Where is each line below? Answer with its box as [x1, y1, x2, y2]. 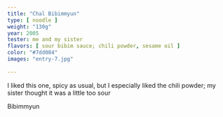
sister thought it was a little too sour [7, 88, 111, 97]
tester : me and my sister [7, 36, 83, 43]
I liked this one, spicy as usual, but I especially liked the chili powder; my [7, 81, 216, 89]
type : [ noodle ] [7, 17, 58, 24]
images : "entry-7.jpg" [7, 56, 74, 63]
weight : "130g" [7, 23, 52, 30]
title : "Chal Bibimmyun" [7, 10, 80, 17]
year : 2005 [7, 29, 39, 37]
